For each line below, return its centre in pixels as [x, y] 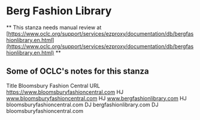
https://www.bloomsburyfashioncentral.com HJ [65, 92]
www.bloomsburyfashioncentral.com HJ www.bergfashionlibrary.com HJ [96, 98]
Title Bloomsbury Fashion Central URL [53, 86]
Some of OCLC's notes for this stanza [78, 72]
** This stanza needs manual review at [54, 27]
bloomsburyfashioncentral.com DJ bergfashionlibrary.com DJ [82, 105]
